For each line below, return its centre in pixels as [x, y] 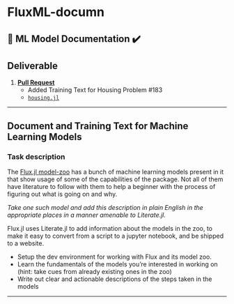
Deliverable [32, 66]
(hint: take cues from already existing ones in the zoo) [94, 272]
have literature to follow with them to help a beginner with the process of [111, 187]
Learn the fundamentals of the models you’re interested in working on [117, 264]
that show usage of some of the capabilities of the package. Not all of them [115, 179]
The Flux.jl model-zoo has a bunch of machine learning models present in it [116, 172]
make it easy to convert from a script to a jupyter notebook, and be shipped [116, 236]
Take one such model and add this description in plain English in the [105, 208]
